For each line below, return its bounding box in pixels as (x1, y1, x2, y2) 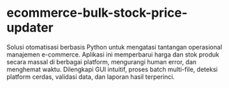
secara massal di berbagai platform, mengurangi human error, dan (6, 57, 197, 66)
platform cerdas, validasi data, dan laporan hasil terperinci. (6, 72, 175, 81)
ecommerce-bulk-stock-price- (6, 5, 188, 21)
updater (6, 20, 54, 36)
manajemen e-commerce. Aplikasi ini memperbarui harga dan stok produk (6, 50, 220, 59)
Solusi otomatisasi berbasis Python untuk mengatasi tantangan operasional (6, 43, 223, 51)
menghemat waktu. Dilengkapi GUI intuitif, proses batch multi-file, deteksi (6, 65, 218, 73)
